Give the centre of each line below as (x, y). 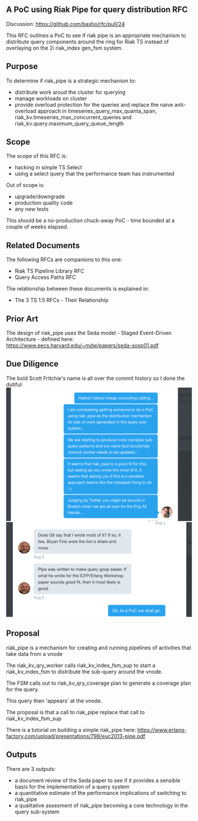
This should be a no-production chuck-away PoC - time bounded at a (90, 221)
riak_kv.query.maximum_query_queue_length (69, 123)
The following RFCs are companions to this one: (64, 260)
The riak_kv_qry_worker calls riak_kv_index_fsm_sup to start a (81, 665)
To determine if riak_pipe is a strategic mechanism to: (71, 81)
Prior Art (22, 319)
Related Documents (43, 245)
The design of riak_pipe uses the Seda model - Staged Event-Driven (89, 333)
